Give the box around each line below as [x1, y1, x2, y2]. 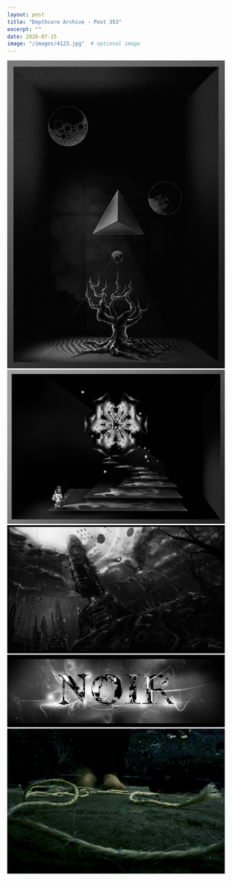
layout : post [7, 11, 45, 18]
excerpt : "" [7, 26, 41, 32]
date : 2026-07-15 [7, 33, 57, 40]
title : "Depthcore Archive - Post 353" [7, 18, 122, 26]
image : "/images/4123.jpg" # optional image [7, 40, 140, 48]
